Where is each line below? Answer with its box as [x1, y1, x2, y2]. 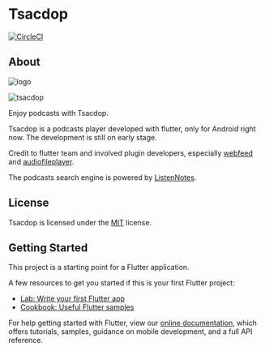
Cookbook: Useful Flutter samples [19, 302, 135, 312]
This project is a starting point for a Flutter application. [8, 263, 190, 272]
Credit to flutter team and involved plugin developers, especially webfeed [8, 148, 254, 158]
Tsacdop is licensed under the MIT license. [8, 217, 152, 227]
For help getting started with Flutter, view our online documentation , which [8, 318, 258, 328]
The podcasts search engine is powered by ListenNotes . [8, 172, 197, 182]
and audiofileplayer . [8, 156, 75, 166]
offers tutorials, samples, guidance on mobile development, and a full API [8, 327, 253, 336]
